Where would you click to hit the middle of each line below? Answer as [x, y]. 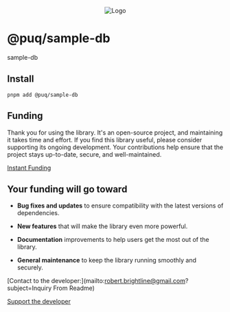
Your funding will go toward [67, 189]
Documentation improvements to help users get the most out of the [113, 240]
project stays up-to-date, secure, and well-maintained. [84, 154]
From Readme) [74, 288]
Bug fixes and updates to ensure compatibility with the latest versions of [120, 205]
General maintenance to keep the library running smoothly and [107, 260]
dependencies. [38, 213]
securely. [30, 267]
